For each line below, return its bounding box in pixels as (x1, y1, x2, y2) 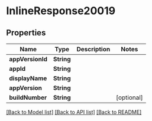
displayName (9, 74, 47, 82)
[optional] (115, 93, 143, 102)
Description (76, 45, 111, 53)
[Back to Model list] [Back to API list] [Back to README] (6, 109, 142, 116)
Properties (6, 28, 46, 38)
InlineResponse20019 (6, 4, 116, 18)
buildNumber (9, 93, 47, 102)
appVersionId (9, 55, 48, 63)
